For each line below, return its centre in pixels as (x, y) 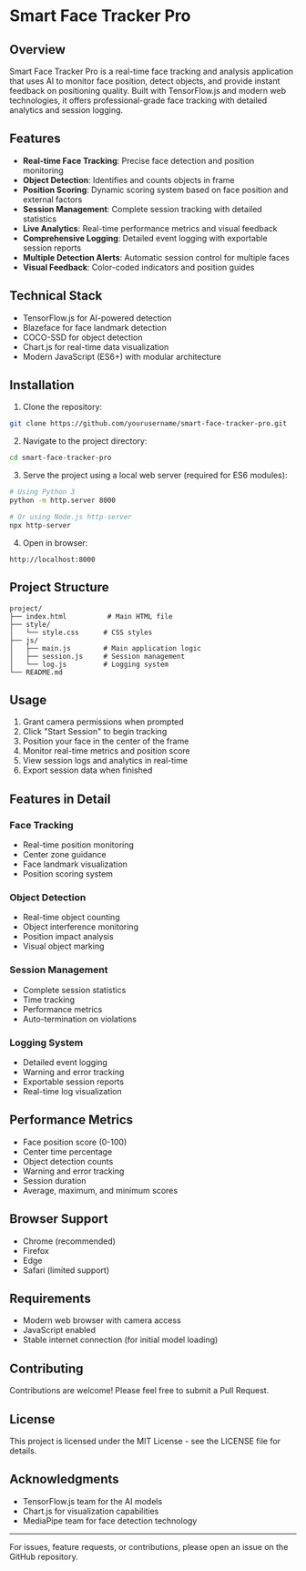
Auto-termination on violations (80, 1019)
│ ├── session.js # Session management (97, 656)
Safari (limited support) (66, 1270)
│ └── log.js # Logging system (89, 664)
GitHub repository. (44, 1556)
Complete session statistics (74, 990)
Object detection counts (68, 1161)
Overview (38, 50)
